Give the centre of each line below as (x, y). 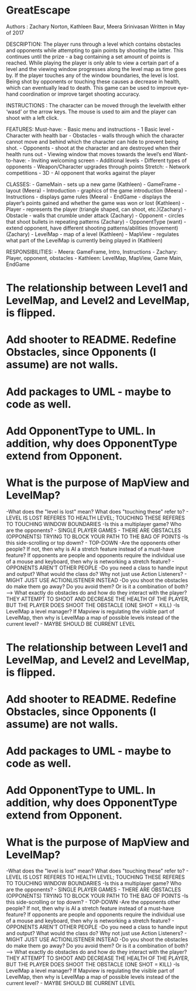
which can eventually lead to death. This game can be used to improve (91, 87)
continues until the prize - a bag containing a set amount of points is (88, 56)
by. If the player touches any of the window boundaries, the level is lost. (93, 75)
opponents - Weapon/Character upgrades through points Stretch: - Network (98, 166)
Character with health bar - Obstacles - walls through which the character (95, 135)
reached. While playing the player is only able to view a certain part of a (92, 63)
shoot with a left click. (32, 117)
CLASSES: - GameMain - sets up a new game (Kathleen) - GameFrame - (93, 184)
